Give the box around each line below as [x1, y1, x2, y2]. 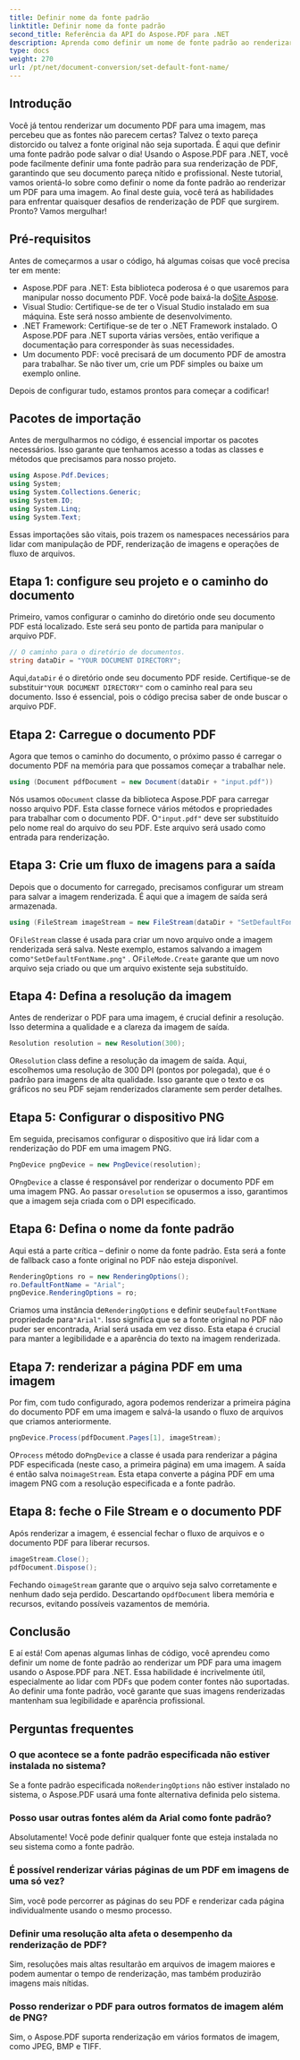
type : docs [9, 47, 50, 56]
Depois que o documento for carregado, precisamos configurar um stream [9, 881, 284, 892]
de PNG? [9, 2011, 48, 2023]
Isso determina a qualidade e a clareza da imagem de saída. [9, 1021, 230, 1032]
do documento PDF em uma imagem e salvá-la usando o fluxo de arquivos [9, 1406, 284, 1417]
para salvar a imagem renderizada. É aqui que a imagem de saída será [9, 891, 268, 902]
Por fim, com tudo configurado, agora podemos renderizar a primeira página [9, 1398, 291, 1408]
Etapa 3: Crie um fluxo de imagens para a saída [9, 858, 276, 873]
